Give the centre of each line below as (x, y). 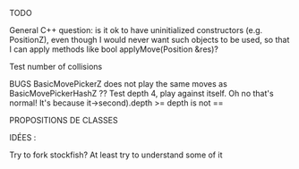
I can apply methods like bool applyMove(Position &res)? (114, 49)
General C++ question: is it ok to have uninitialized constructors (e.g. (136, 30)
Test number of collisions (56, 67)
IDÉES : (23, 137)
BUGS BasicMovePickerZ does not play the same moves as (119, 84)
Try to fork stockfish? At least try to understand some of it (116, 155)
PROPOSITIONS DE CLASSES (64, 120)
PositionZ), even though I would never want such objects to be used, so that (149, 40)
